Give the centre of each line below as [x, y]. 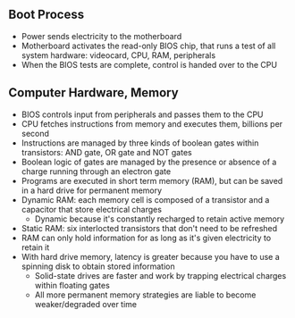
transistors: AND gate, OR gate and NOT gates [107, 152]
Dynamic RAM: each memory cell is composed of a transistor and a [145, 199]
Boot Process [46, 15]
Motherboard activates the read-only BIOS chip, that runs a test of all [148, 46]
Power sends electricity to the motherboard [101, 36]
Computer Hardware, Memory [94, 93]
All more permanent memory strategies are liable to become [145, 295]
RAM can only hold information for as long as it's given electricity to [146, 238]
